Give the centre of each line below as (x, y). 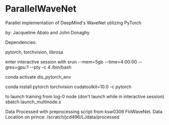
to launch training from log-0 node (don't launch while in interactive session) (85, 96)
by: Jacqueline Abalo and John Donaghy (47, 32)
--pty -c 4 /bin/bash (50, 67)
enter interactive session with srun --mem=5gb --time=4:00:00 (71, 61)
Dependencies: (21, 42)
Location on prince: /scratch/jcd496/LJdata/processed (62, 117)
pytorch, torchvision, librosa (34, 52)
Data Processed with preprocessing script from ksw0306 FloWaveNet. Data (84, 111)
